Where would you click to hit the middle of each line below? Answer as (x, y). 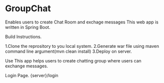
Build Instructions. (23, 37)
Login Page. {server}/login (32, 75)
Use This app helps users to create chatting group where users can (73, 61)
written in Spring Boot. (28, 27)
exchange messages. (27, 66)
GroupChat (28, 9)
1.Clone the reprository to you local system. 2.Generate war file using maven (82, 46)
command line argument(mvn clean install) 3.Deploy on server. (68, 51)
